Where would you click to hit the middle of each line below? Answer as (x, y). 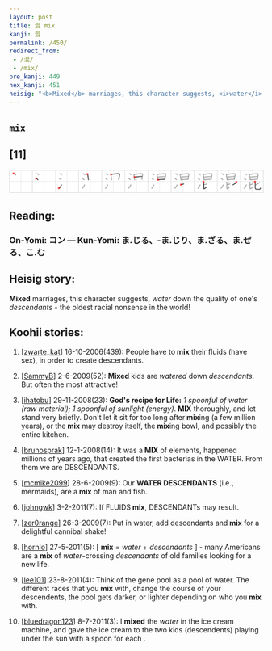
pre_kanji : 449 (35, 77)
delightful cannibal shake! (64, 531)
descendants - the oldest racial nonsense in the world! (100, 307)
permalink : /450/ (38, 43)
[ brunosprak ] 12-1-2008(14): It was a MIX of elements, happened (129, 450)
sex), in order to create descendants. (82, 360)
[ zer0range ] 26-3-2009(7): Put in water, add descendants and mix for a (140, 523)
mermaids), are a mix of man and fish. (84, 492)
